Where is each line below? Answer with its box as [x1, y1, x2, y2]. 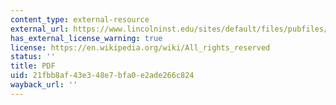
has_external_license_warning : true [10, 33, 163, 43]
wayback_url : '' [10, 80, 78, 90]
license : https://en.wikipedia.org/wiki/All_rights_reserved [10, 42, 271, 53]
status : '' [10, 52, 56, 62]
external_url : [10, 24, 70, 34]
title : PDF [10, 61, 56, 71]
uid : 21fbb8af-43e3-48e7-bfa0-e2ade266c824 [10, 71, 195, 81]
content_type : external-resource [10, 14, 150, 25]
